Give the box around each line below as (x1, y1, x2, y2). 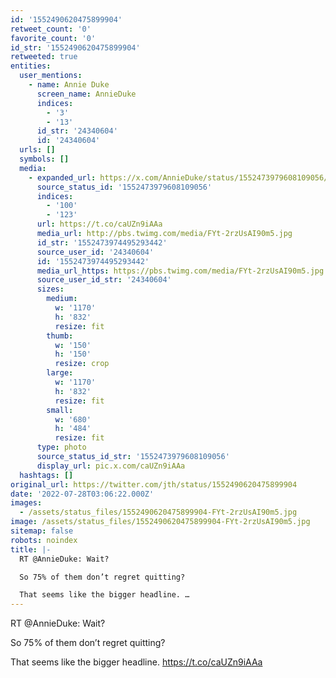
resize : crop (54, 359, 110, 369)
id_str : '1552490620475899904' (10, 42, 141, 53)
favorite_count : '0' (10, 33, 97, 43)
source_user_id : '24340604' (36, 247, 155, 257)
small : (46, 405, 74, 415)
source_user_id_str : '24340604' (36, 275, 172, 285)
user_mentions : (19, 71, 83, 81)
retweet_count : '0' (10, 24, 92, 34)
